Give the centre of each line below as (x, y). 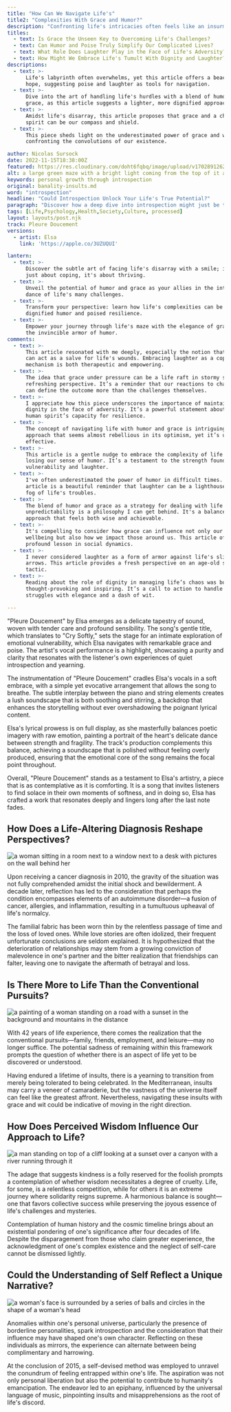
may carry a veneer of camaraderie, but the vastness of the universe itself (112, 1090)
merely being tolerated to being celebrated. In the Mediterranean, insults (110, 1083)
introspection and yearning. (46, 664)
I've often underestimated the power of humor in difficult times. (124, 480)
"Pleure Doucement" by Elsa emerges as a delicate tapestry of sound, (106, 621)
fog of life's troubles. (61, 493)
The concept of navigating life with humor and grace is (109, 429)
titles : (18, 33)
